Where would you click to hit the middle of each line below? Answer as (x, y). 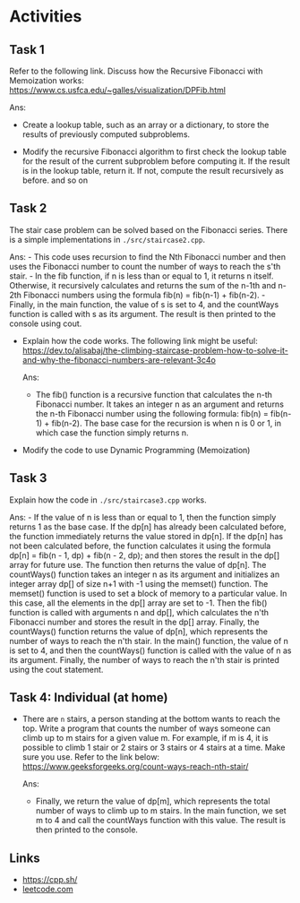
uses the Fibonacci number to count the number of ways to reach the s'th (145, 266)
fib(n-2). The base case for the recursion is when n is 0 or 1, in (167, 423)
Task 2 (28, 208)
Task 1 (27, 50)
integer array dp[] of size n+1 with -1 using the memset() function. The (139, 583)
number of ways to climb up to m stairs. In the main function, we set (161, 811)
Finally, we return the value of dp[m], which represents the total (153, 801)
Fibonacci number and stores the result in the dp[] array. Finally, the (134, 622)
